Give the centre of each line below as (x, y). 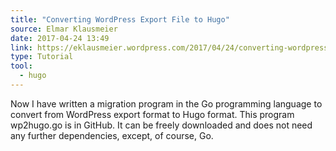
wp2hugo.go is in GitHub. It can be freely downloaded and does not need (161, 125)
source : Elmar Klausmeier (64, 29)
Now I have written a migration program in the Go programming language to (166, 103)
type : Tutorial (42, 57)
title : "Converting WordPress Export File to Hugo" (120, 19)
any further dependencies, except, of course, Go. (112, 135)
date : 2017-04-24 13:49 (60, 38)
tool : (21, 66)
